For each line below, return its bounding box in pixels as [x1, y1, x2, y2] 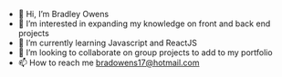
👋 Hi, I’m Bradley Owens [17, 9, 110, 19]
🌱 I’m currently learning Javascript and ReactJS [17, 37, 198, 48]
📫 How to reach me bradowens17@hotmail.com [17, 57, 200, 68]
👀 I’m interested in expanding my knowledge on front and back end [17, 18, 271, 29]
